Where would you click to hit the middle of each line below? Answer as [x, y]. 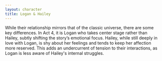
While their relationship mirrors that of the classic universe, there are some [79, 27]
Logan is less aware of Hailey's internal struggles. [54, 53]
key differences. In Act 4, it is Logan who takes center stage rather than [76, 33]
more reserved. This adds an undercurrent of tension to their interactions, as [81, 48]
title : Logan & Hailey [28, 14]
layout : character [23, 9]
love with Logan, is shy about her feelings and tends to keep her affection [78, 43]
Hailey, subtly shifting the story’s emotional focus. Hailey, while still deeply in [81, 38]
